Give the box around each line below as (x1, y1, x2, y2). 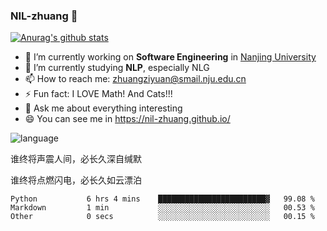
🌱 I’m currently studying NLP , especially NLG (24, 62, 210, 74)
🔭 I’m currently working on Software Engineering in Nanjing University (24, 51, 317, 63)
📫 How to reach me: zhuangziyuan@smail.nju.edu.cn (24, 73, 247, 85)
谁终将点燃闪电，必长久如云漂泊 (10, 174, 142, 186)
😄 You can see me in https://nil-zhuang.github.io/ (24, 113, 231, 125)
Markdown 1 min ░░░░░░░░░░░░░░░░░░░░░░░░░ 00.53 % (10, 203, 315, 213)
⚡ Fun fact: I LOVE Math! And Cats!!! (24, 88, 173, 100)
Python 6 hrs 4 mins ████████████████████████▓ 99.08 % (10, 194, 315, 204)
